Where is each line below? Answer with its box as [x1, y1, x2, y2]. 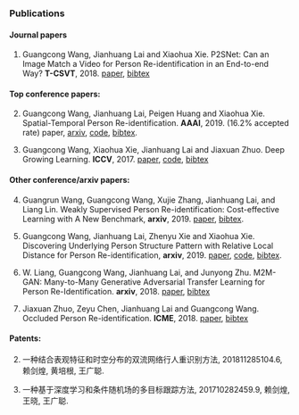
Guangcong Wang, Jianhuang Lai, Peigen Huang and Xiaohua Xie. [21, 108, 266, 119]
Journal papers [9, 29, 68, 40]
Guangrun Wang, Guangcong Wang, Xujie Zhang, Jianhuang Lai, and [21, 195, 276, 205]
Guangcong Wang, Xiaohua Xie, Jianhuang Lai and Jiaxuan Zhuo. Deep [21, 145, 286, 155]
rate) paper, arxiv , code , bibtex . [21, 128, 138, 138]
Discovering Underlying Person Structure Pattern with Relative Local [21, 240, 274, 251]
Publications [9, 7, 65, 20]
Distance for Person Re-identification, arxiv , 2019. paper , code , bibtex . [21, 249, 283, 261]
